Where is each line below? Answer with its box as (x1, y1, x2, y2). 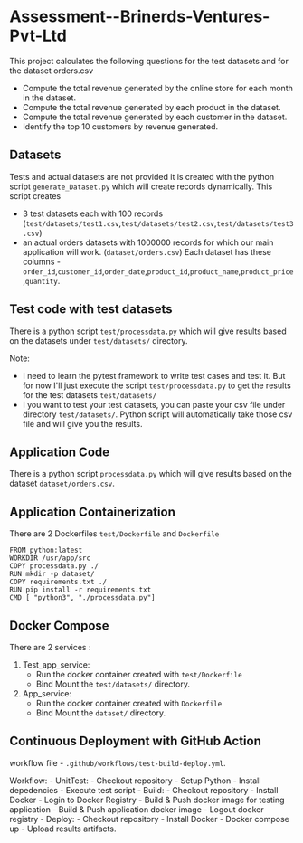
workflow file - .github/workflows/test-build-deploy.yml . (9, 757, 226, 768)
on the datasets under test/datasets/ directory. (9, 335, 188, 346)
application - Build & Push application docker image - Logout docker (9, 803, 264, 815)
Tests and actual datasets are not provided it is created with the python (9, 171, 274, 182)
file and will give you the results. (22, 418, 143, 429)
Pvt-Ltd (9, 25, 68, 46)
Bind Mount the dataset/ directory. (35, 707, 166, 718)
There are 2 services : (9, 642, 91, 652)
